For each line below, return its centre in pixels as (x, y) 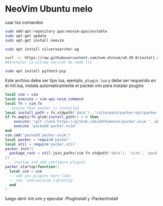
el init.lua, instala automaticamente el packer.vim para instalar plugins (74, 86)
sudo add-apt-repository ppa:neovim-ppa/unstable (56, 31)
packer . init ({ (19, 149)
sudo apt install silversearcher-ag (42, 49)
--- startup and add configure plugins (45, 162)
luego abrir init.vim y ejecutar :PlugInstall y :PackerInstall (62, 199)
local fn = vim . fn (24, 103)
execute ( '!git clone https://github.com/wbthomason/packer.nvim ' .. (84, 122)
